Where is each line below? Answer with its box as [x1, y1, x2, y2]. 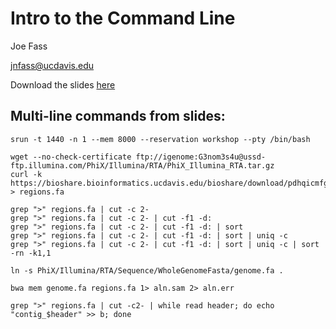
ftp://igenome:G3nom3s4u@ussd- [135, 152, 267, 162]
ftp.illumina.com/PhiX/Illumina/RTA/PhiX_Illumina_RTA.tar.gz [10, 160, 275, 171]
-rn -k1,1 [10, 248, 52, 258]
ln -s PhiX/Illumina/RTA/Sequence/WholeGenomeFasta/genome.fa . [10, 265, 284, 276]
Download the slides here [10, 78, 116, 91]
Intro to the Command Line [10, 7, 236, 30]
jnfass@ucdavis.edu [10, 59, 94, 71]
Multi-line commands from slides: [10, 108, 226, 125]
